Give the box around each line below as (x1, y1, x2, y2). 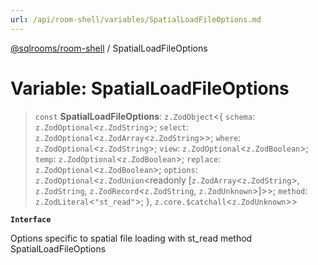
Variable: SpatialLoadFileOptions (10, 77, 290, 100)
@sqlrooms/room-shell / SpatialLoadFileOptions (10, 42, 208, 54)
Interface (10, 214, 52, 225)
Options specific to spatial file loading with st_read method (10, 232, 253, 244)
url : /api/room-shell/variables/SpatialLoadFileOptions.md (10, 14, 262, 25)
